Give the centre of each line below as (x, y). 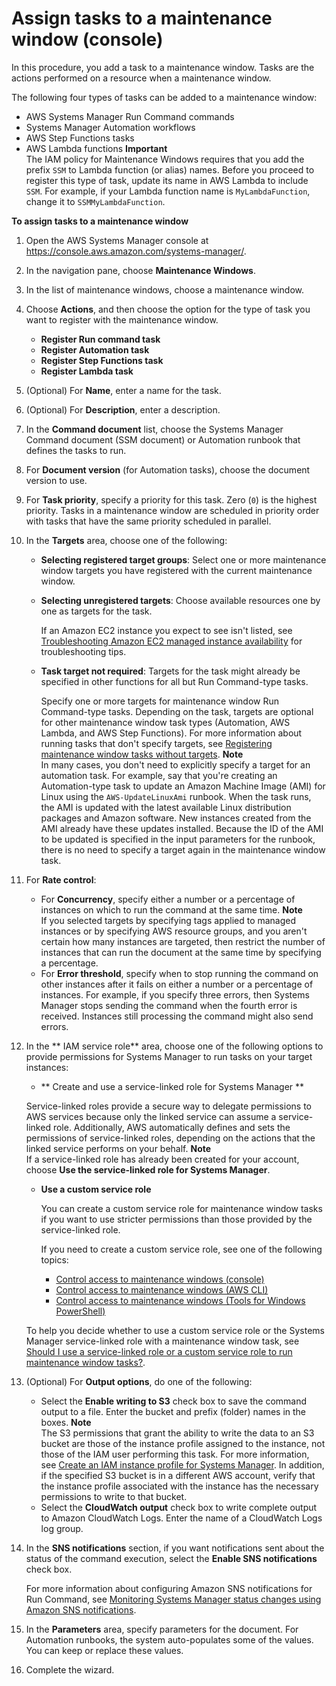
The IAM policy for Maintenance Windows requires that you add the (165, 159)
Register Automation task (95, 349)
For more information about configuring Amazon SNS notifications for (169, 1588)
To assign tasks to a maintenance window (100, 221)
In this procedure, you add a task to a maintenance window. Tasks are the (163, 67)
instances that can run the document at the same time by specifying (181, 952)
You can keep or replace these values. (104, 1650)
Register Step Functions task (102, 360)
